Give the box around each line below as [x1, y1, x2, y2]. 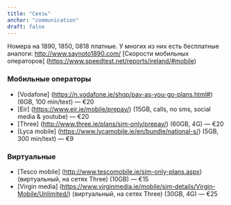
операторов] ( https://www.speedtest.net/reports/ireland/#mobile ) [7, 57, 196, 65]
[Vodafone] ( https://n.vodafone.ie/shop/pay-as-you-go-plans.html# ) [17, 90, 213, 98]
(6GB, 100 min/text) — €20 [17, 97, 94, 106]
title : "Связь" [7, 10, 51, 17]
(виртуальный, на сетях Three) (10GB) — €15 [17, 174, 149, 183]
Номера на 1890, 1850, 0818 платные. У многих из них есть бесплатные [7, 42, 220, 51]
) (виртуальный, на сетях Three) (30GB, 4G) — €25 [68, 189, 219, 198]
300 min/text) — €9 [17, 134, 74, 142]
